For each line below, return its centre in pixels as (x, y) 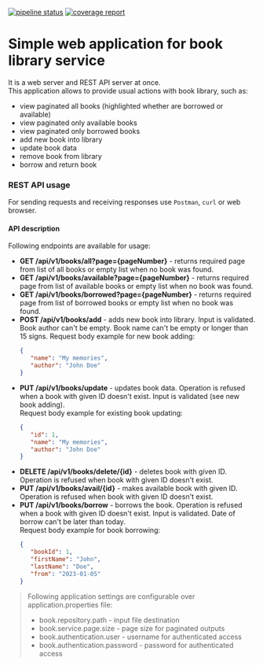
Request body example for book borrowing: (90, 530)
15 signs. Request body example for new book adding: (107, 336)
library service (57, 61)
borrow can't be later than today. (72, 522)
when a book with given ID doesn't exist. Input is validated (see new (129, 396)
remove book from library (60, 156)
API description (34, 228)
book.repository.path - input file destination (109, 620)
